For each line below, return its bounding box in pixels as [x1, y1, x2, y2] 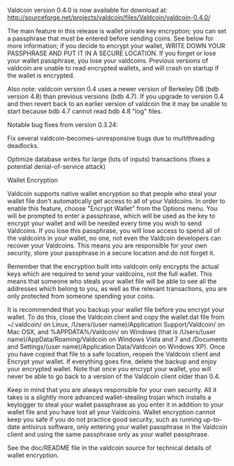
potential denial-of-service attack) [7, 163, 106, 170]
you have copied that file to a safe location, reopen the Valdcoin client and [7, 350, 221, 358]
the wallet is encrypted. [7, 71, 75, 80]
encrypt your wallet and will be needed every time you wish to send [7, 219, 202, 227]
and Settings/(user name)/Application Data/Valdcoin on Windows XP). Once [7, 343, 226, 351]
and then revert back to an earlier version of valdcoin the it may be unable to [7, 100, 228, 107]
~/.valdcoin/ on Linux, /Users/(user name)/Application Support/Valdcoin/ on [7, 320, 226, 329]
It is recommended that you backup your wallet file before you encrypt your [7, 306, 225, 313]
